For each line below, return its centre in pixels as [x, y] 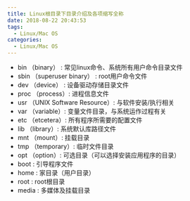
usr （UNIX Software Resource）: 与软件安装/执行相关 [96, 102]
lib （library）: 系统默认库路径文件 [66, 129]
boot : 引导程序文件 [45, 164]
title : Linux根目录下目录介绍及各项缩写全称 [66, 14]
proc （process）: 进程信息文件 [63, 93]
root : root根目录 [41, 181]
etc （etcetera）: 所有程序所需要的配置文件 [80, 120]
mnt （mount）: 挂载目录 [53, 137]
